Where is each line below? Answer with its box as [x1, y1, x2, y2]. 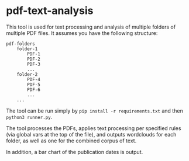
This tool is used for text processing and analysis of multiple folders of [6, 23, 176, 30]
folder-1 [16, 45, 38, 52]
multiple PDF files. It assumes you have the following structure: [6, 29, 158, 36]
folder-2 [16, 71, 38, 77]
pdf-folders [6, 41, 35, 47]
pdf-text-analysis [6, 4, 94, 17]
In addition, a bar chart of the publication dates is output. [6, 148, 143, 155]
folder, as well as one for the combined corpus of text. [6, 137, 137, 144]
